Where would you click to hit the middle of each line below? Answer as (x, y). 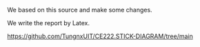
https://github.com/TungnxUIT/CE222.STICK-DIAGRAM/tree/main (100, 36)
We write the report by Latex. (48, 23)
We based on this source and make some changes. (80, 10)
